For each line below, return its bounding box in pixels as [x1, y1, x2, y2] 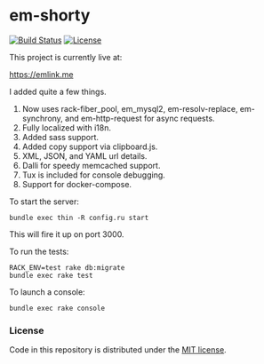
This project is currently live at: [9, 51, 123, 62]
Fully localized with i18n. [21, 122, 111, 133]
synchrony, [21, 113, 64, 123]
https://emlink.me [9, 68, 74, 80]
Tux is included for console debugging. [21, 170, 166, 180]
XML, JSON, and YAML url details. [21, 150, 148, 161]
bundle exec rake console [9, 304, 105, 313]
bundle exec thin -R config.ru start [9, 213, 149, 222]
